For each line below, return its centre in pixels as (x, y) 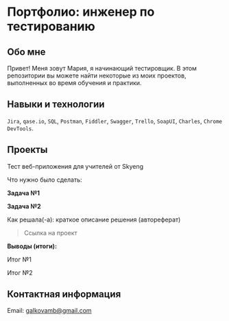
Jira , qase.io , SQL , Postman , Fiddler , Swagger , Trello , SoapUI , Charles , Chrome (115, 121)
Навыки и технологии (56, 105)
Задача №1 (23, 193)
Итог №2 (20, 272)
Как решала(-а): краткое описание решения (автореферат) (94, 219)
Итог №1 (20, 259)
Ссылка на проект (50, 233)
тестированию (51, 26)
